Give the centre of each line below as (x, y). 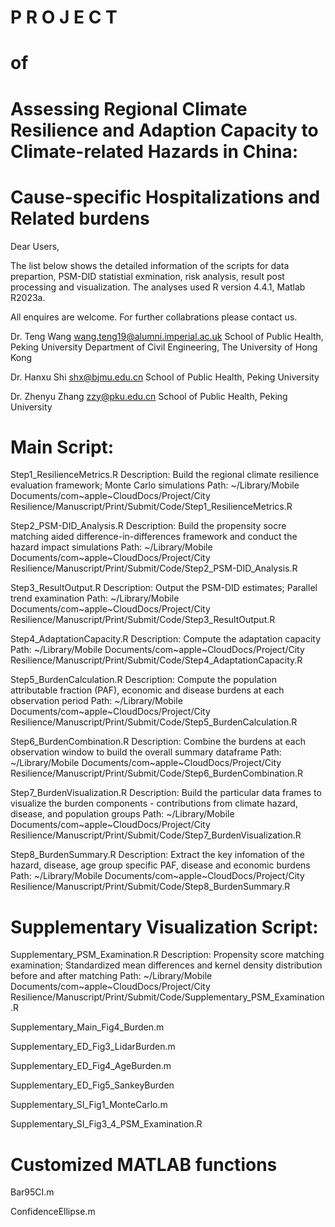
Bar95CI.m (32, 1192)
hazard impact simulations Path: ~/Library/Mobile (111, 547)
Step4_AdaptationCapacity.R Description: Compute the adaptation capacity (166, 639)
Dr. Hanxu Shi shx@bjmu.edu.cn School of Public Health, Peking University (165, 377)
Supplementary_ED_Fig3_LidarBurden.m (93, 1047)
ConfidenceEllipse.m (53, 1212)
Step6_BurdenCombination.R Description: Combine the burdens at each (158, 742)
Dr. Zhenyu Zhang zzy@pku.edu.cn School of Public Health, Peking (149, 396)
